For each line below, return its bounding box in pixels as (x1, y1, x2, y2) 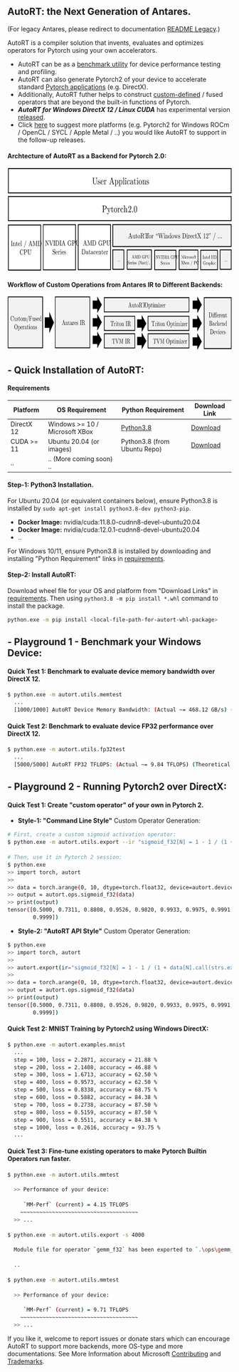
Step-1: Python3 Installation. (7, 480, 94, 489)
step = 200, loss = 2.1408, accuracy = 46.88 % (14, 1063, 158, 1071)
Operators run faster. (7, 1154, 71, 1162)
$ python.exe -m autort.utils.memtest (7, 691, 122, 698)
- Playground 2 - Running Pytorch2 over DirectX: (7, 780, 228, 793)
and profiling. (17, 67, 57, 76)
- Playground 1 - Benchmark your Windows (7, 636, 201, 648)
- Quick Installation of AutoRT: (7, 363, 144, 376)
